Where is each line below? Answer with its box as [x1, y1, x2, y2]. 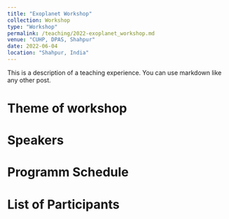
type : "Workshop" [7, 23, 58, 30]
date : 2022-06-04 [7, 43, 58, 50]
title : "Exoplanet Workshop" [7, 10, 92, 17]
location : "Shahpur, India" [7, 50, 90, 57]
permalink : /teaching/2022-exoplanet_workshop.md [7, 29, 155, 37]
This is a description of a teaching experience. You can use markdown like [7, 68, 222, 77]
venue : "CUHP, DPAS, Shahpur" [7, 36, 96, 43]
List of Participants [7, 197, 120, 212]
